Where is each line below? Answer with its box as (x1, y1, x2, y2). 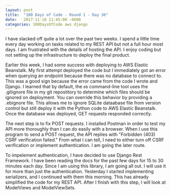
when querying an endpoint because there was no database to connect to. (5, 72, 162, 79)
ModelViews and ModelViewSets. (5, 185, 76, 191)
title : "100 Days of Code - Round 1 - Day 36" (5, 12, 109, 17)
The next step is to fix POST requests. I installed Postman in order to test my (5, 120, 166, 127)
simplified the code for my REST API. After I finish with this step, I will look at (5, 179, 166, 185)
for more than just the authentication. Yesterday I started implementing (5, 168, 154, 175)
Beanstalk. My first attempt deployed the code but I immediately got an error (5, 67, 166, 74)
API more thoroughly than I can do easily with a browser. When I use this (5, 126, 158, 132)
